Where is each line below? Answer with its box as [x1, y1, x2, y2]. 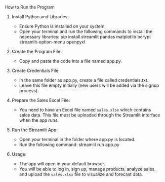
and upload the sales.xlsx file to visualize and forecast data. [19, 171, 143, 177]
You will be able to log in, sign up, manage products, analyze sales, [19, 166, 156, 172]
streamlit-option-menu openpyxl [19, 39, 85, 45]
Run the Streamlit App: [11, 127, 58, 133]
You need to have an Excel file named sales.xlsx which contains [19, 107, 151, 112]
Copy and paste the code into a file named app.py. [19, 58, 122, 64]
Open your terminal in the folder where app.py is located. [19, 137, 135, 142]
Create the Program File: [11, 49, 62, 54]
